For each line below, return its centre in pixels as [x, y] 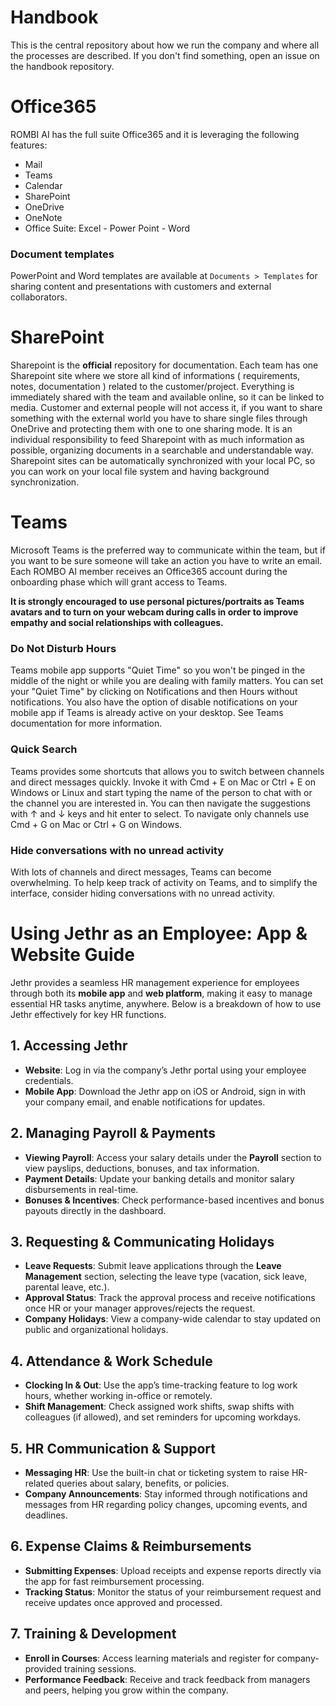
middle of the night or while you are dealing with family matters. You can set [167, 681]
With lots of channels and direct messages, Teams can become [141, 872]
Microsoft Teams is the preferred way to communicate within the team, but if [168, 550]
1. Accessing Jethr [69, 1046]
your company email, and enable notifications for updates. [145, 1102]
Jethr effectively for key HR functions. [88, 1014]
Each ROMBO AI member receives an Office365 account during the [149, 572]
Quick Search [44, 749]
